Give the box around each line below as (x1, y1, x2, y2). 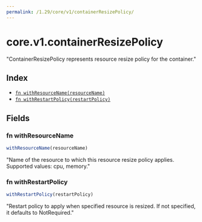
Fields (6, 113, 30, 123)
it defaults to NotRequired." (6, 209, 74, 217)
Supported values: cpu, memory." (6, 162, 90, 170)
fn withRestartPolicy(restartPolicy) (15, 97, 111, 103)
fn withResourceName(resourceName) (15, 90, 106, 96)
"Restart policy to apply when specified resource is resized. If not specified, (6, 203, 196, 210)
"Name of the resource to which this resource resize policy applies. (6, 156, 175, 163)
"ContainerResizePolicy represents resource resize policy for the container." (6, 55, 197, 63)
